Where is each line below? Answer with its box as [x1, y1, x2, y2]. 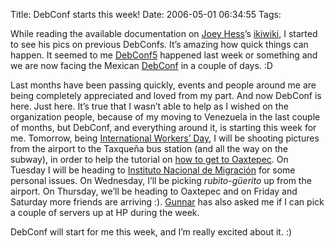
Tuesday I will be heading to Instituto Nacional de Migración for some [10, 164, 296, 176]
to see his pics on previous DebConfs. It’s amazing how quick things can [10, 39, 309, 50]
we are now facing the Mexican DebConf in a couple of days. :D [10, 60, 273, 71]
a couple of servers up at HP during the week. [10, 207, 200, 218]
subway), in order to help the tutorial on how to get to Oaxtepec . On [10, 154, 289, 165]
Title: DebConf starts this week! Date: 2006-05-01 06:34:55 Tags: [10, 9, 282, 20]
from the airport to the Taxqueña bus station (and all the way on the [10, 143, 288, 154]
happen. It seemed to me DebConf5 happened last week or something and [10, 49, 318, 61]
